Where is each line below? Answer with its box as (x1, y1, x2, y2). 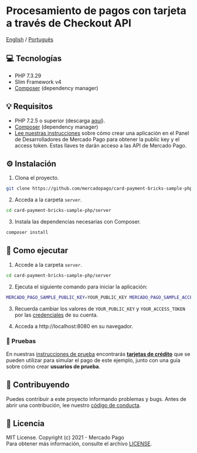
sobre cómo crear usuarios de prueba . (6, 363, 101, 370)
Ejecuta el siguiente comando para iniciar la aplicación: (14, 283, 148, 290)
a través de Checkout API (6, 16, 132, 30)
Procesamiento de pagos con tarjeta (6, 4, 186, 18)
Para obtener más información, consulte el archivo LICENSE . (6, 440, 152, 447)
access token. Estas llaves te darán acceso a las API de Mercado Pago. (14, 142, 187, 149)
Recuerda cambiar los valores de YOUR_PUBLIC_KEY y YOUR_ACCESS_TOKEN (14, 305, 186, 312)
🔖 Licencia (6, 418, 45, 428)
